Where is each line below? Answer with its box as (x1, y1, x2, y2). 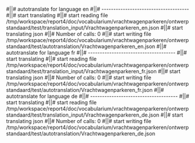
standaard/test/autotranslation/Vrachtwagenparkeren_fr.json (6, 87, 153, 93)
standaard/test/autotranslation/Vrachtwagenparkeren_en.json (6, 43, 156, 50)
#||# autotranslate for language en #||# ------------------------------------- (6, 6, 190, 12)
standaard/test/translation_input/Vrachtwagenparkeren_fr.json (6, 68, 157, 74)
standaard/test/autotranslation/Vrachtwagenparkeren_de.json (6, 130, 156, 137)
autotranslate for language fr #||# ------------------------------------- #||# (6, 49, 187, 56)
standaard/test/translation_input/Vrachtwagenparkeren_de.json (6, 111, 160, 118)
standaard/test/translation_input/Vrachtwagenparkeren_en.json (6, 24, 160, 31)
